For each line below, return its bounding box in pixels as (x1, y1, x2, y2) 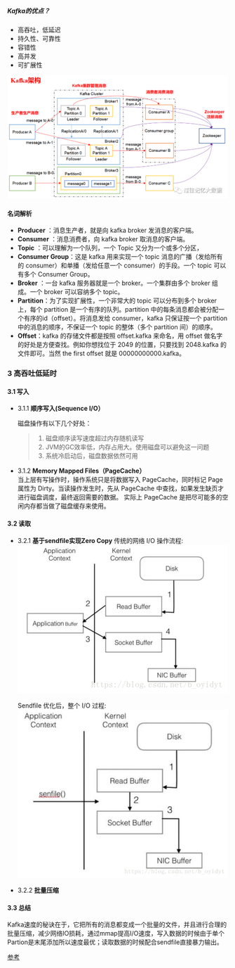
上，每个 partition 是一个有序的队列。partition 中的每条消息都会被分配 (17, 305, 219, 314)
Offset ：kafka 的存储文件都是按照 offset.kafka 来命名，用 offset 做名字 (17, 331, 223, 340)
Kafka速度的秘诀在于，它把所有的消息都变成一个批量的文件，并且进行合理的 (7, 920, 227, 929)
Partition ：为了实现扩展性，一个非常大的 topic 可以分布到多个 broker (17, 296, 217, 305)
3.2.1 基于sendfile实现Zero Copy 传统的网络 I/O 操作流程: (17, 536, 184, 544)
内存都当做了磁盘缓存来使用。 (23, 502, 110, 510)
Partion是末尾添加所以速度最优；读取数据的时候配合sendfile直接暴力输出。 (7, 938, 223, 946)
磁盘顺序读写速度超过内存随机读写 (45, 434, 145, 442)
